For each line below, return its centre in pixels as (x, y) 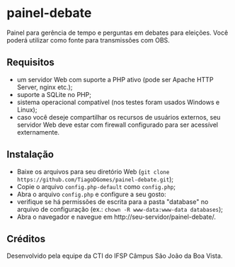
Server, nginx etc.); (45, 87)
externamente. (38, 132)
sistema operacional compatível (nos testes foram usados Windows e (118, 102)
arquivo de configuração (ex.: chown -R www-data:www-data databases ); (120, 209)
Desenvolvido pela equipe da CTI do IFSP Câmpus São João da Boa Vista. (115, 256)
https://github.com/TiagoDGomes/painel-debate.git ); (95, 179)
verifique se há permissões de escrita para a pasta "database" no (113, 201)
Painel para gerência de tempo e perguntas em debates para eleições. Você (117, 33)
